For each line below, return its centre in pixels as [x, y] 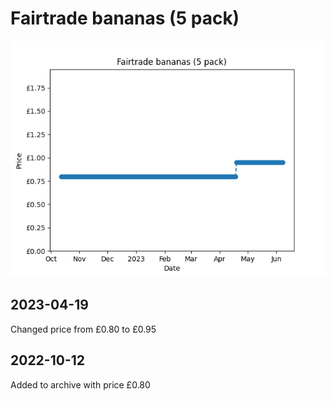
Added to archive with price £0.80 [80, 384]
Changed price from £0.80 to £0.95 [83, 329]
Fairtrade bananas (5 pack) [125, 18]
